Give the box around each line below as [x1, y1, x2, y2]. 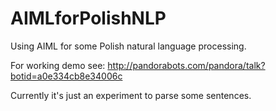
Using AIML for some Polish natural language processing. [10, 40, 247, 52]
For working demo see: [10, 59, 106, 71]
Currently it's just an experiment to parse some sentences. [10, 89, 252, 101]
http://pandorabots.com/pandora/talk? [107, 59, 266, 71]
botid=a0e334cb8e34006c [10, 70, 123, 82]
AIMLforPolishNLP [10, 7, 167, 30]
